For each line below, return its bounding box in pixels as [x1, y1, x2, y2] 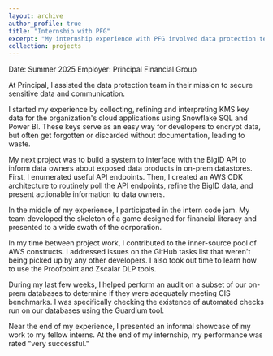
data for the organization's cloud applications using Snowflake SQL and [8, 113, 248, 123]
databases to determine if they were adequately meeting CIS [27, 289, 232, 298]
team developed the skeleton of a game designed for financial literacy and [8, 214, 258, 224]
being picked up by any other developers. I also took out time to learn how [8, 255, 258, 265]
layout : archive [8, 11, 63, 20]
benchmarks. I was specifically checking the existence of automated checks [8, 297, 264, 307]
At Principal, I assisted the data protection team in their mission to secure [8, 80, 253, 90]
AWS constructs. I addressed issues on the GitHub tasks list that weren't [8, 247, 251, 257]
